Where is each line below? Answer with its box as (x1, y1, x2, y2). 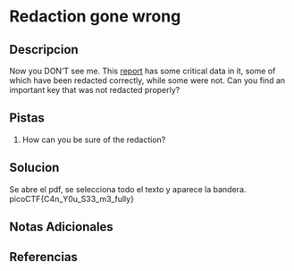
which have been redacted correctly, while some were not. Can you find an (9, 75, 286, 86)
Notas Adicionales (9, 219, 113, 234)
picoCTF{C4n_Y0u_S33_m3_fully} (9, 193, 134, 204)
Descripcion (9, 42, 79, 57)
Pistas (9, 110, 45, 126)
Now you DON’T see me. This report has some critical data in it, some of (9, 65, 276, 76)
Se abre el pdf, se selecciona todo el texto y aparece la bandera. (9, 183, 247, 194)
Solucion (9, 160, 60, 175)
